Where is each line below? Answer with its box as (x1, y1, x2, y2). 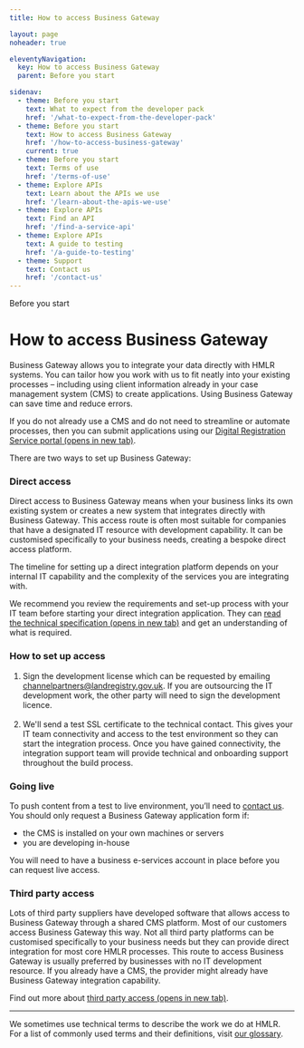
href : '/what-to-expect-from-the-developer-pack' (25, 112, 217, 122)
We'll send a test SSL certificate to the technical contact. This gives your (22, 718, 293, 730)
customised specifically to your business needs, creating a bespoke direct (9, 534, 287, 545)
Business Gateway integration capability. (9, 975, 161, 986)
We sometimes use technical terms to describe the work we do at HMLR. (9, 1019, 281, 1030)
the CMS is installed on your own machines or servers (22, 827, 224, 839)
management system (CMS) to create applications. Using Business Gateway (9, 389, 293, 400)
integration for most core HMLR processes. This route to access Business (9, 946, 284, 957)
